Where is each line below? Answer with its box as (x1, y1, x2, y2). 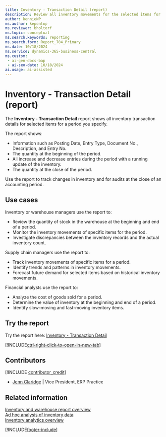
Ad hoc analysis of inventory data (5, 412, 74, 418)
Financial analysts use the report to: (5, 284, 78, 291)
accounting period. (5, 181, 44, 187)
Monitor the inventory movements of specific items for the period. (12, 229, 147, 235)
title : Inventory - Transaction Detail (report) (5, 7, 108, 12)
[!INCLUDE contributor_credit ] (5, 369, 66, 375)
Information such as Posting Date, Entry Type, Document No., (12, 140, 138, 146)
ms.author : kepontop (5, 21, 48, 26)
